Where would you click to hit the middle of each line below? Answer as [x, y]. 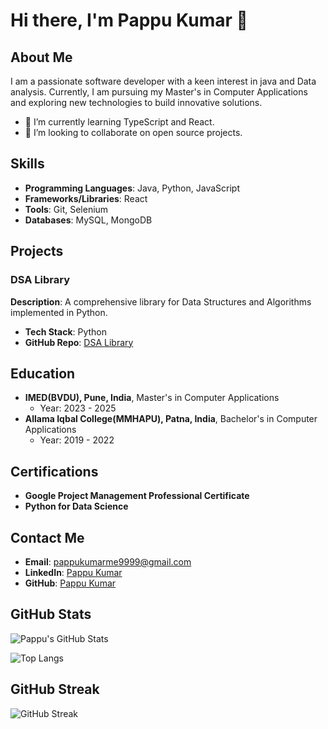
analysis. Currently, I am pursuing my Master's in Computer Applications [159, 92]
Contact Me [47, 537]
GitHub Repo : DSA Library [79, 342]
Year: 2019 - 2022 [77, 440]
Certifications [54, 471]
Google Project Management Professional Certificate [137, 496]
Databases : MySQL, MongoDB [88, 220]
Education [43, 373]
